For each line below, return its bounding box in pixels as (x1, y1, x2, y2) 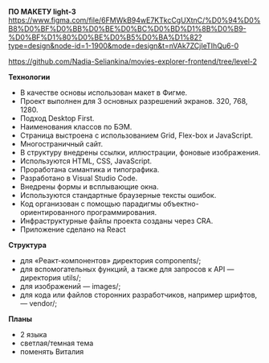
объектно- (163, 199, 199, 208)
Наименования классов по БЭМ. (19, 122, 132, 131)
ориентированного (19, 208, 86, 217)
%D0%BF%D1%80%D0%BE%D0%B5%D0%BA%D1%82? (8, 32, 202, 42)
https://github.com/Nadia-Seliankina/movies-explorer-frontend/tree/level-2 (8, 56, 258, 66)
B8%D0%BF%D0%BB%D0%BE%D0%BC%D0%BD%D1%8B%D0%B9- (8, 24, 247, 33)
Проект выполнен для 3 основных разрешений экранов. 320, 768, (19, 97, 248, 105)
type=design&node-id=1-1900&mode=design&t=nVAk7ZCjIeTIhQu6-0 (8, 41, 239, 51)
